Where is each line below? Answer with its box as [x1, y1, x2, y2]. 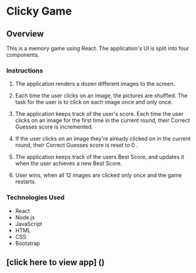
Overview [6, 29, 44, 39]
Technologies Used [6, 193, 65, 202]
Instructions [6, 66, 44, 74]
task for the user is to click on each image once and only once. [15, 99, 173, 106]
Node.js [15, 213, 35, 221]
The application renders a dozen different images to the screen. [15, 80, 175, 88]
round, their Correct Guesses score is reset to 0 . [15, 141, 138, 149]
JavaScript [15, 220, 43, 227]
